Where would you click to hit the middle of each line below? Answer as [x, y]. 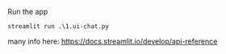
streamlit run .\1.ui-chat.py [59, 27]
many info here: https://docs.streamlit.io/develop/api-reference [113, 41]
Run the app [28, 12]
